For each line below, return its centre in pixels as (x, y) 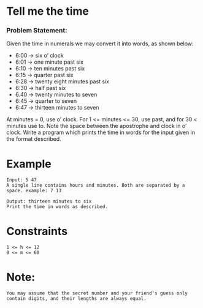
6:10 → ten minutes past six (50, 69)
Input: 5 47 (21, 180)
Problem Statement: (37, 31)
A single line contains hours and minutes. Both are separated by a (96, 186)
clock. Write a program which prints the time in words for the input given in (101, 132)
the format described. (34, 139)
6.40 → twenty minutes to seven (56, 95)
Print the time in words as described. (57, 207)
